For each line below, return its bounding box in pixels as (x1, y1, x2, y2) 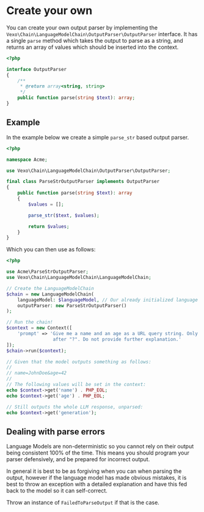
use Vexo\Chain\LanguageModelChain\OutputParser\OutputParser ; (6, 168, 171, 174)
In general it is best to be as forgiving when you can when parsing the (6, 467, 182, 475)
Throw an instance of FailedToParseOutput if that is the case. (6, 499, 160, 506)
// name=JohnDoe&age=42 (6, 370, 67, 376)
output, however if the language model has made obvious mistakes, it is (6, 474, 187, 481)
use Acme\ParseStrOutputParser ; (6, 269, 89, 275)
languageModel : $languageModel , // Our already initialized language (17, 297, 199, 303)
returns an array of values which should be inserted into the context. (6, 43, 179, 51)
